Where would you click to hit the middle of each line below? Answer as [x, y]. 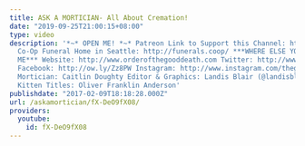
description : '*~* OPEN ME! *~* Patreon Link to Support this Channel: [148, 43]
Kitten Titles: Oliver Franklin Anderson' [99, 85]
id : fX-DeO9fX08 [57, 128]
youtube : [34, 119]
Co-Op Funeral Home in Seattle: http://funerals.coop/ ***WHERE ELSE [152, 52]
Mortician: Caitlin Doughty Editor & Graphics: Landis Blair [136, 77]
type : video [32, 34]
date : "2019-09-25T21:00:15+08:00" [77, 26]
